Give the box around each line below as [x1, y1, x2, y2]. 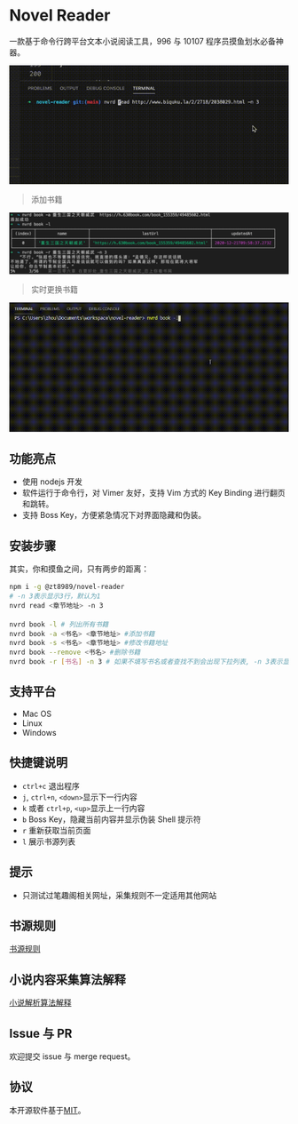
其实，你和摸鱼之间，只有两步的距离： [9, 563, 149, 574]
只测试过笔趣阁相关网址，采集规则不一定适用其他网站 [21, 889, 217, 900]
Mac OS [21, 708, 51, 719]
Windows [21, 727, 57, 737]
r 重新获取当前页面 [21, 825, 91, 835]
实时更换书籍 [30, 284, 78, 295]
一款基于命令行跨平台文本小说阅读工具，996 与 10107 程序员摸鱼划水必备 [9, 36, 277, 46]
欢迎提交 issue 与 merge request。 [9, 1050, 136, 1062]
